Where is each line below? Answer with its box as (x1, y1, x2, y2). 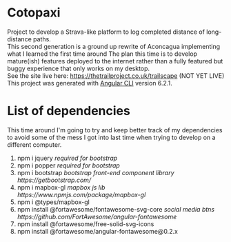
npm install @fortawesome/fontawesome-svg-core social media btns (17, 205, 215, 213)
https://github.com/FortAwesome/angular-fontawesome (17, 212, 177, 221)
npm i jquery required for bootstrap (17, 154, 118, 162)
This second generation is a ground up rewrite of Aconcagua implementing (7, 42, 221, 50)
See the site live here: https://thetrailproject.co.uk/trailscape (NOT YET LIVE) (7, 71, 225, 80)
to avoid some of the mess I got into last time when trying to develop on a (7, 133, 216, 141)
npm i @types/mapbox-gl (17, 198, 90, 206)
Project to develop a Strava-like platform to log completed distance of (7, 28, 205, 36)
